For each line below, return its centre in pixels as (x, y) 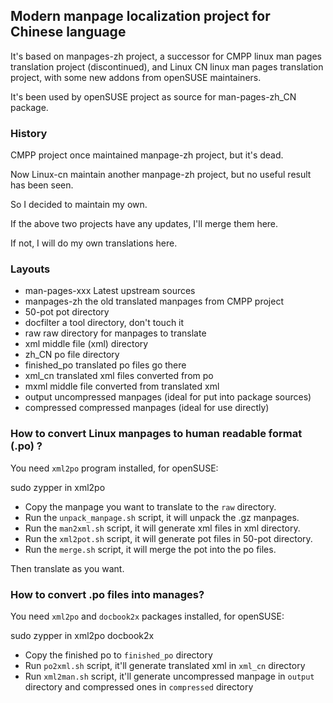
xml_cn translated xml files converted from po (119, 376)
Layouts (30, 269)
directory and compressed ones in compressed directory (139, 687)
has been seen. (42, 185)
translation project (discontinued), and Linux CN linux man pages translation (167, 66)
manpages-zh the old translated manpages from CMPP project (154, 301)
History (29, 133)
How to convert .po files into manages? (107, 594)
